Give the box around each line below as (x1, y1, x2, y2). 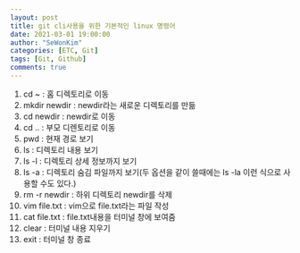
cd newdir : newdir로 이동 (22, 111, 116, 122)
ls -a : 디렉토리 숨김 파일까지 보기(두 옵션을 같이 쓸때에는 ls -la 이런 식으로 (22, 166, 282, 177)
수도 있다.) (39, 178, 77, 189)
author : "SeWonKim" (10, 38, 83, 47)
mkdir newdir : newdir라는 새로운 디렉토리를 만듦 (22, 99, 196, 110)
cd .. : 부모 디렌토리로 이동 (22, 122, 116, 132)
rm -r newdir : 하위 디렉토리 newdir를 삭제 (22, 189, 173, 199)
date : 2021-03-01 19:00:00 (10, 30, 111, 38)
